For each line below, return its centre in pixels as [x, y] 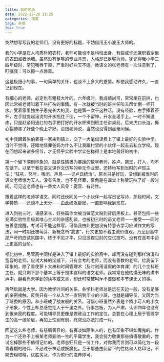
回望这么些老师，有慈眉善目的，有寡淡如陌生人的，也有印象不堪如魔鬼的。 [80, 330]
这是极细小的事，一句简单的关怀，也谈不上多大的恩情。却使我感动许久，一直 [82, 82]
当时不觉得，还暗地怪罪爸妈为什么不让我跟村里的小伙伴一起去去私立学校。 [80, 145]
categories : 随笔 [22, 19]
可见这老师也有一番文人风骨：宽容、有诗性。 [58, 186]
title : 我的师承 [20, 10]
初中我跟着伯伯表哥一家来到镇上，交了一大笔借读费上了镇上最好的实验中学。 [82, 139]
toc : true [15, 28]
